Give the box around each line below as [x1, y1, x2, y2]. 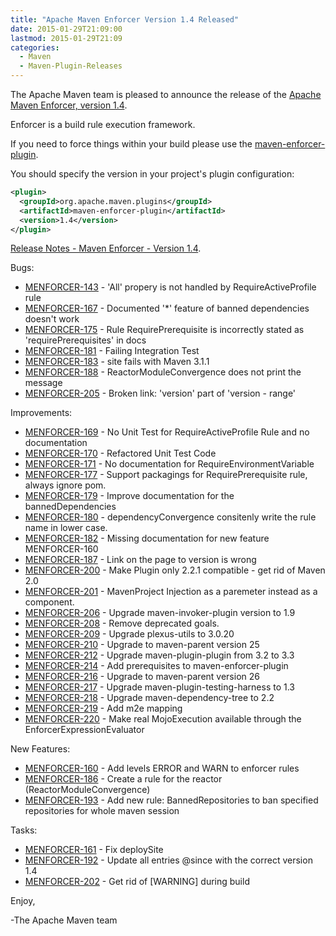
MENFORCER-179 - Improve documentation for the [24, 490, 235, 502]
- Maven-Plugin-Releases [19, 61, 123, 71]
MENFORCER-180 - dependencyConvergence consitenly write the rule [24, 511, 317, 523]
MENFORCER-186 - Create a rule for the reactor [24, 773, 223, 785]
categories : [10, 42, 60, 53]
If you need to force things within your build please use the [10, 138, 253, 150]
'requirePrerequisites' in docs [24, 334, 147, 346]
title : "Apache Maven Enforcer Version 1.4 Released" [10, 14, 240, 25]
